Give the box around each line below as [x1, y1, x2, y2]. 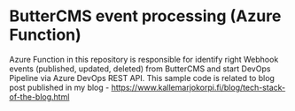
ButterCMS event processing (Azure [9, 6, 282, 26]
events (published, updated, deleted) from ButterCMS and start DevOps [9, 63, 271, 74]
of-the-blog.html [9, 91, 70, 102]
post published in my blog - [9, 82, 110, 92]
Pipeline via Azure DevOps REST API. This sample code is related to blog [9, 72, 275, 83]
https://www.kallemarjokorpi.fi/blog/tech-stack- [111, 82, 286, 92]
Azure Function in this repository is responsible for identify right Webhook [9, 54, 279, 64]
